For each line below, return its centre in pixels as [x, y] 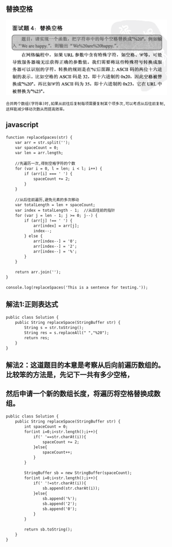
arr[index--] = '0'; [55, 241]
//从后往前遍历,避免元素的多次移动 [47, 199]
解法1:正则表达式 [32, 305]
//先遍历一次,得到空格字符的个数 [45, 163]
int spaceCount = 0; [46, 426]
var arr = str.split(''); [43, 142]
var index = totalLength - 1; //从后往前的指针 [65, 210]
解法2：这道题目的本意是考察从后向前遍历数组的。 [85, 365]
